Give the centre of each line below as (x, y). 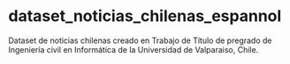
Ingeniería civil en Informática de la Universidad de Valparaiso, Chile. (134, 49)
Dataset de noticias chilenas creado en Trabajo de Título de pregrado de (140, 40)
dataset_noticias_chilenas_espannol (145, 16)
